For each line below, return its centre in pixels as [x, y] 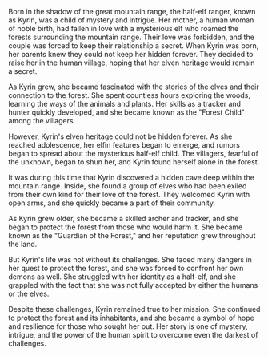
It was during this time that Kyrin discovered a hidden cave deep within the [131, 177]
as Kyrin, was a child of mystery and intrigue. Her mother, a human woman [131, 20]
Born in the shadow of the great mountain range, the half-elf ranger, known [132, 12]
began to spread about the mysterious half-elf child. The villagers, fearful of [133, 153]
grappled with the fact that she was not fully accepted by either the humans [133, 285]
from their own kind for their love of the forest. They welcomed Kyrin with [129, 194]
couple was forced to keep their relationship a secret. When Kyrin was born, [134, 46]
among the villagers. [42, 121]
